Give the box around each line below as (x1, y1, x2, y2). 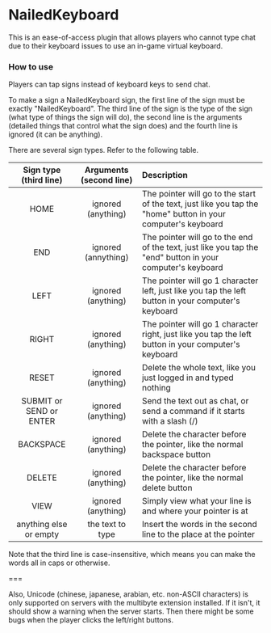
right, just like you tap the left (142, 329, 252, 340)
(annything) (84, 252, 129, 264)
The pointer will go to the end (142, 232, 253, 243)
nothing (142, 382, 171, 394)
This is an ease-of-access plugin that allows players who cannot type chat (8, 32, 256, 42)
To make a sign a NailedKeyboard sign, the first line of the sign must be (8, 95, 245, 105)
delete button (142, 483, 193, 494)
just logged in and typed (142, 372, 234, 383)
